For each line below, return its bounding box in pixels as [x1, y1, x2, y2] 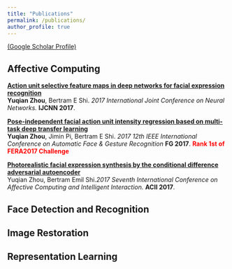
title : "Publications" [7, 10, 73, 18]
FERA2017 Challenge [7, 147, 70, 156]
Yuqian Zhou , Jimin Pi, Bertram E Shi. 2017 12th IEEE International [7, 132, 198, 141]
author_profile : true [7, 23, 71, 30]
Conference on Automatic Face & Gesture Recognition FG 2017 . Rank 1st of [7, 139, 225, 148]
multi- [205, 117, 224, 126]
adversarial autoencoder [7, 168, 81, 177]
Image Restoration [7, 227, 89, 239]
